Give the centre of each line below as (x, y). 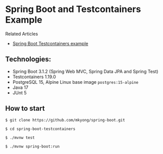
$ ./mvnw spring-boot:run (32, 146)
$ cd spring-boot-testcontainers (40, 129)
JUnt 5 (19, 93)
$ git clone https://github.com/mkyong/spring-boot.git (65, 120)
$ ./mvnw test (20, 137)
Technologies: (28, 59)
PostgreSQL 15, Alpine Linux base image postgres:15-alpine (75, 82)
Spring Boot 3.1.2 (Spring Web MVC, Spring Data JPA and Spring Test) (85, 71)
